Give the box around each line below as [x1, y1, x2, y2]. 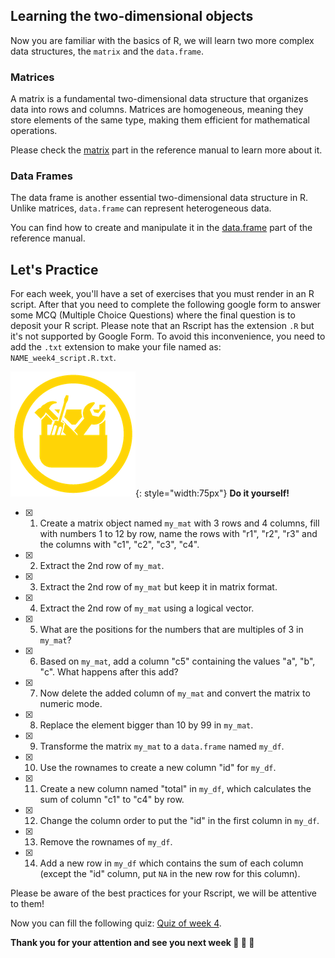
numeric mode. [39, 698, 103, 710]
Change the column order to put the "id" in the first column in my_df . [39, 815, 320, 827]
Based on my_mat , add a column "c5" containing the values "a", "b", [39, 655, 316, 668]
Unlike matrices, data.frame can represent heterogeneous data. [10, 202, 272, 214]
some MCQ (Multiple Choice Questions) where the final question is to [10, 309, 296, 321]
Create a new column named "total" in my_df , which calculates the [39, 783, 312, 795]
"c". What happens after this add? [39, 666, 179, 678]
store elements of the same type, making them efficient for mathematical [10, 114, 310, 126]
